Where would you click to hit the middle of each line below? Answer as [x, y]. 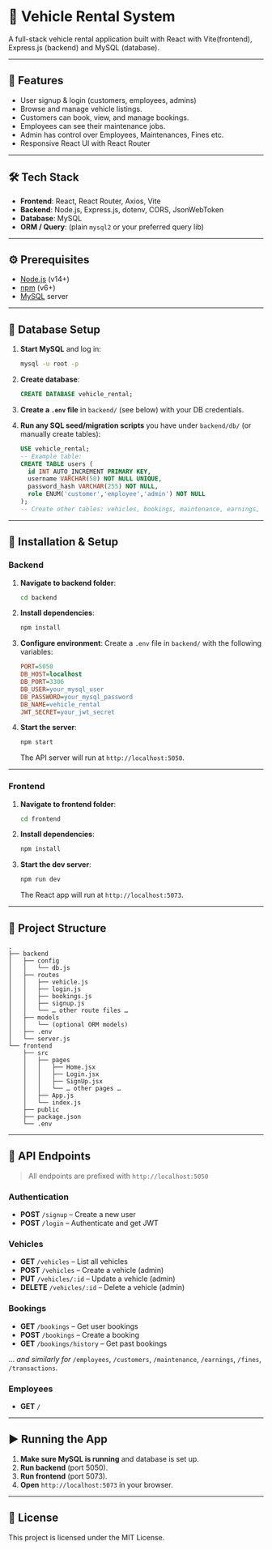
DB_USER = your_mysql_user [62, 689]
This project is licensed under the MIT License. [87, 1537]
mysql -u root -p [49, 364]
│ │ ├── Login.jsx [61, 1074]
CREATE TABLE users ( [56, 464]
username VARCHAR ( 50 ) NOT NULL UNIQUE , [95, 479]
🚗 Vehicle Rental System [92, 17]
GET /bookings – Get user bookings [79, 1326]
